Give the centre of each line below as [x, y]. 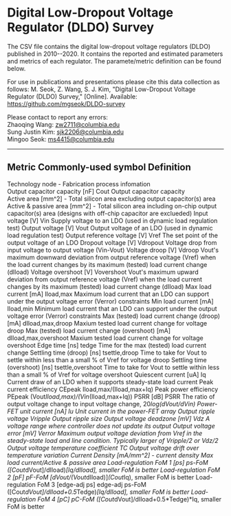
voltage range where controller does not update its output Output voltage [111, 426]
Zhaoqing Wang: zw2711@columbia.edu [64, 124]
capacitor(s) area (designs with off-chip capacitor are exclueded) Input [108, 213]
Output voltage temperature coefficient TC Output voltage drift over [103, 448]
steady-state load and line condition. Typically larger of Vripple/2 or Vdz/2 [113, 440]
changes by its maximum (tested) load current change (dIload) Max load [109, 286]
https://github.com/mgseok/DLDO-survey [66, 103]
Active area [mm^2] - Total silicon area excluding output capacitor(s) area [111, 199]
